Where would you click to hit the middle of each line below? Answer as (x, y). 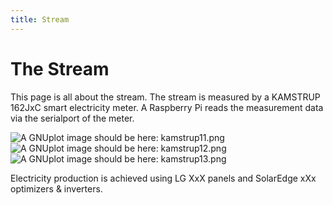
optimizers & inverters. (56, 188)
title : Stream (40, 19)
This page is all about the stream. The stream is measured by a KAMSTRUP (165, 97)
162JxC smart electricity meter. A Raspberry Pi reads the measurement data (167, 107)
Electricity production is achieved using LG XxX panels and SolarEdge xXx (163, 178)
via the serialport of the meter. (72, 118)
